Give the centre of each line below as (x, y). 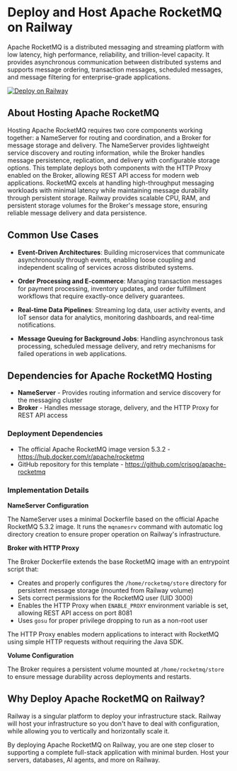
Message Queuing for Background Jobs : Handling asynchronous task (121, 338)
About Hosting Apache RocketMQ (83, 113)
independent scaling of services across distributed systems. (105, 267)
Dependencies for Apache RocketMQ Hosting (110, 376)
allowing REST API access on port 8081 (75, 612)
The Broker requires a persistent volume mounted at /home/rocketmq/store (116, 669)
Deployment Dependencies (55, 434)
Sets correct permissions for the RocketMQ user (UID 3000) (105, 598)
